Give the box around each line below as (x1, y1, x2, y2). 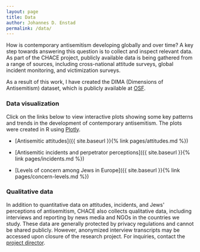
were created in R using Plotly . (6, 125, 81, 133)
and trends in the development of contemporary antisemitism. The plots (6, 119, 182, 127)
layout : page (6, 8, 39, 15)
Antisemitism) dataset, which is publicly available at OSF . (6, 84, 146, 92)
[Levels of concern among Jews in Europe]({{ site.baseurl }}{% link (14, 166, 180, 174)
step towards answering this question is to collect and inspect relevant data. (6, 48, 193, 55)
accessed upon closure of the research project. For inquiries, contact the (6, 232, 186, 240)
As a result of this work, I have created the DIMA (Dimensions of (6, 78, 164, 86)
